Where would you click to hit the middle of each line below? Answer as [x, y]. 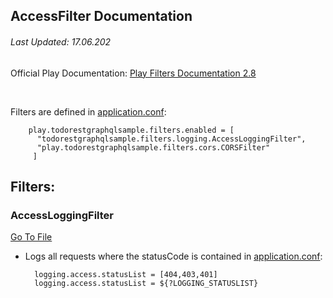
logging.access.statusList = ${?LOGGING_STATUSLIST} [146, 284]
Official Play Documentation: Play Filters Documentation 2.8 [133, 73]
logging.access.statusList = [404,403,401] [126, 275]
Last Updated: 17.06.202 [61, 41]
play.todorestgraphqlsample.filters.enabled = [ [131, 130]
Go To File [31, 237]
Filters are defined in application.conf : [88, 111]
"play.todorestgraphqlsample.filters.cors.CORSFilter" [153, 147]
